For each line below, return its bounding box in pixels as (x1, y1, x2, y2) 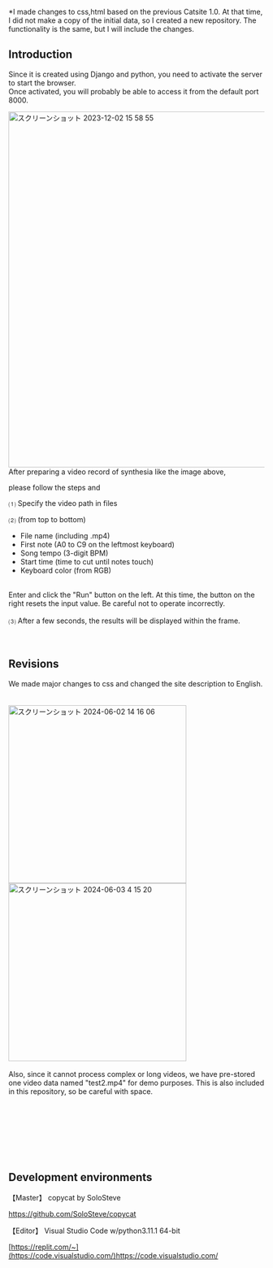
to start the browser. (8, 77, 76, 88)
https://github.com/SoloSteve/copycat (8, 1209, 136, 1219)
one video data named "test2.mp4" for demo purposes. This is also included (8, 1078, 265, 1087)
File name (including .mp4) (19, 530, 110, 540)
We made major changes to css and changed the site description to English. (8, 678, 263, 688)
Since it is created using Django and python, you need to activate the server (8, 69, 262, 79)
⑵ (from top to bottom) (8, 514, 87, 524)
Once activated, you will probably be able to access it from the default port (8, 86, 259, 96)
